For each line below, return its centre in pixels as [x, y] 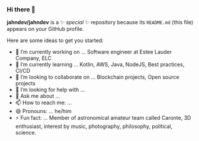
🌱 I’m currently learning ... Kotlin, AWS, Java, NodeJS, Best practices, [100, 65]
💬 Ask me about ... [38, 96]
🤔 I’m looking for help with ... [50, 90]
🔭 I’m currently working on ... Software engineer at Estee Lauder [94, 52]
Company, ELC [33, 58]
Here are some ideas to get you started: [55, 40]
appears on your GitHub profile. [45, 29]
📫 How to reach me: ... [44, 102]
